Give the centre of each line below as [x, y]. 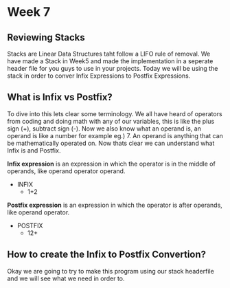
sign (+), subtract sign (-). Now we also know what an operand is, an [104, 129]
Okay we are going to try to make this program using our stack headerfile [111, 271]
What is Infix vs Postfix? [60, 97]
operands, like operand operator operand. [66, 171]
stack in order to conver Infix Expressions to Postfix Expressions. [99, 76]
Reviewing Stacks [46, 37]
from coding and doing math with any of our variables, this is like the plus [111, 121]
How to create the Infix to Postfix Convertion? [107, 255]
